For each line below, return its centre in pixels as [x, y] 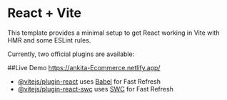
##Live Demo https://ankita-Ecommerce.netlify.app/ [84, 67]
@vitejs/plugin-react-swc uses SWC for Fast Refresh [95, 89]
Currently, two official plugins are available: [71, 54]
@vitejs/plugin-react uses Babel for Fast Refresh [89, 81]
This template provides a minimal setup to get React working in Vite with [113, 33]
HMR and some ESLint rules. [49, 40]
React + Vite [45, 13]
